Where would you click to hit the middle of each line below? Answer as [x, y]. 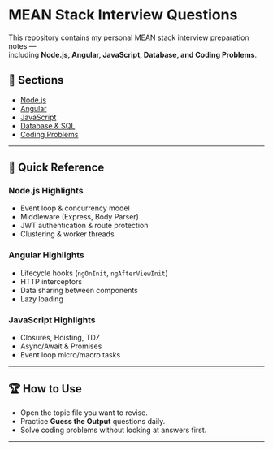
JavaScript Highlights [52, 320]
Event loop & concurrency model [75, 208]
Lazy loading [41, 299]
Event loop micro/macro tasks [70, 355]
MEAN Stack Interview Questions [123, 15]
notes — [22, 45]
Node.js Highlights [46, 191]
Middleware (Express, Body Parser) [80, 217]
